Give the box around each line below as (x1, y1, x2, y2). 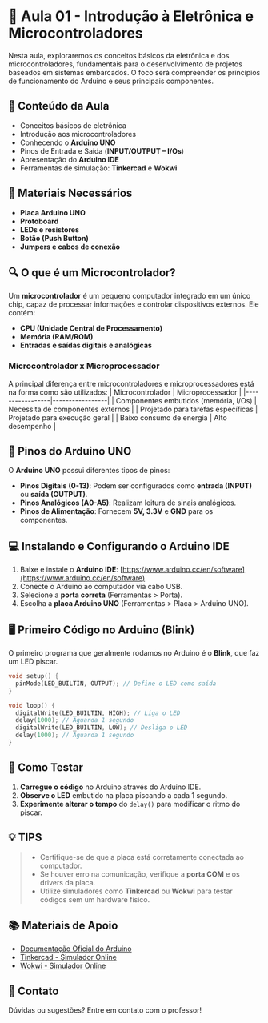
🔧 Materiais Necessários (8, 187, 133, 200)
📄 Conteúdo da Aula (8, 99, 110, 113)
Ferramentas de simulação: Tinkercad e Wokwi (19, 163, 178, 173)
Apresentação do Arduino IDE (19, 154, 120, 164)
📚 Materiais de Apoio (8, 919, 118, 932)
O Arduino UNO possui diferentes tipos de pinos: (8, 466, 170, 475)
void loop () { (8, 701, 56, 709)
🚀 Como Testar (8, 760, 84, 775)
